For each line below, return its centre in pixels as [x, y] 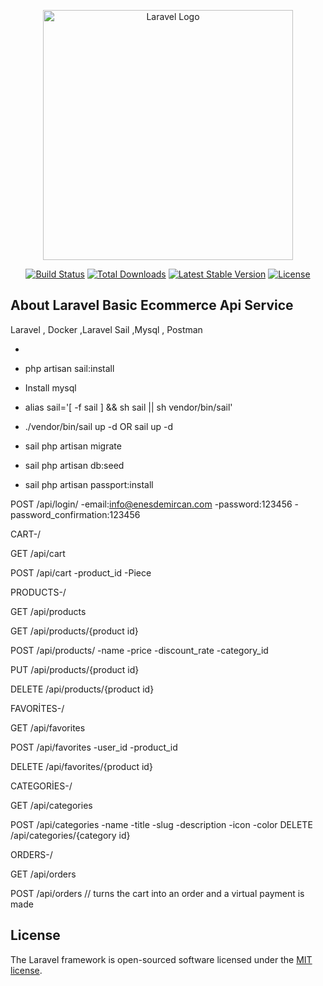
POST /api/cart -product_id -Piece [81, 572]
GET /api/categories [51, 805]
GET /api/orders [43, 874]
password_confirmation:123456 [75, 514]
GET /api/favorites [48, 727]
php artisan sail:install [69, 368]
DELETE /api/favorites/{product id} [81, 766]
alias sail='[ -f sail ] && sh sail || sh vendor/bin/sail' [128, 407]
